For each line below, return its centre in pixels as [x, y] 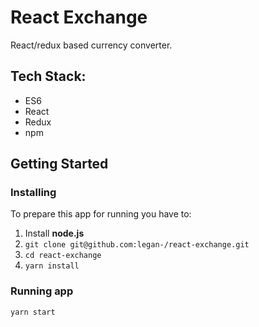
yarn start [33, 312]
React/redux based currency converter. [91, 45]
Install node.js [54, 233]
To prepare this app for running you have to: [101, 214]
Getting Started [59, 164]
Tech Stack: [48, 76]
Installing [33, 193]
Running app [42, 291]
